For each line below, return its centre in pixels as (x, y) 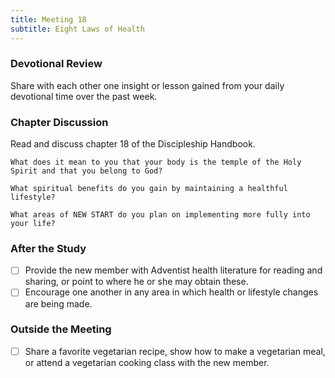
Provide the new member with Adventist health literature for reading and (173, 270)
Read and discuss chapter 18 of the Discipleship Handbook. (133, 144)
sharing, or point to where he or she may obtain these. (136, 282)
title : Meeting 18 (48, 19)
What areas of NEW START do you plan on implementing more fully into (160, 215)
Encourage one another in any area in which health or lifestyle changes (171, 292)
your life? (33, 224)
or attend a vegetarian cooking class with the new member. (147, 362)
